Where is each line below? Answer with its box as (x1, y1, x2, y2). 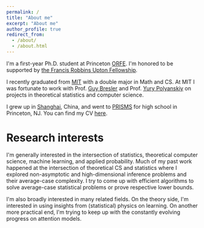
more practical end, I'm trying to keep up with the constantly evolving (6, 208, 181, 216)
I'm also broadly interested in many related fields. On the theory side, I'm (6, 195, 189, 202)
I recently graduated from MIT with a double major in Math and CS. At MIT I (6, 78, 195, 86)
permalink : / (6, 9, 40, 15)
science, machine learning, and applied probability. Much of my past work (6, 157, 192, 165)
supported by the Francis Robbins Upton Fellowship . (6, 66, 138, 73)
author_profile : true (6, 26, 62, 32)
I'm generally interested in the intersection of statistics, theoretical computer (6, 151, 198, 158)
